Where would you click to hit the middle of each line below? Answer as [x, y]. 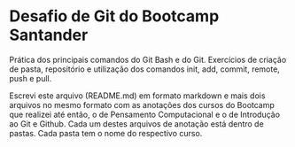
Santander [49, 35]
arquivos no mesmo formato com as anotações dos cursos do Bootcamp [142, 104]
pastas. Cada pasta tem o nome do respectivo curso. [106, 133]
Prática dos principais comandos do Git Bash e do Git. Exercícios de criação [148, 59]
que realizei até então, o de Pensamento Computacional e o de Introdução [145, 114]
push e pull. [31, 78]
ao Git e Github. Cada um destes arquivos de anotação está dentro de [136, 124]
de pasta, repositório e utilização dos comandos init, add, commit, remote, [145, 69]
